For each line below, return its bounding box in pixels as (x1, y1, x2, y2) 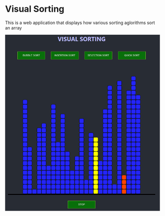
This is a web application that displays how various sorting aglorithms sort (5, 20, 155, 26)
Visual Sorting (5, 3, 65, 15)
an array (5, 25, 22, 30)
